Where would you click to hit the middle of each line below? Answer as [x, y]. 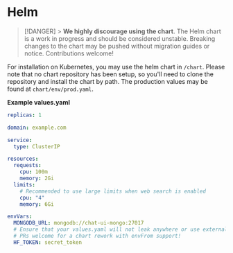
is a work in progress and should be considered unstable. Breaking [120, 38]
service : [20, 140]
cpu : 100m [34, 172]
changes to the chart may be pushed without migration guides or [117, 46]
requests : [27, 166]
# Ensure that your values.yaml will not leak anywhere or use [106, 229]
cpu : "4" [32, 198]
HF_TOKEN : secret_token [48, 242]
